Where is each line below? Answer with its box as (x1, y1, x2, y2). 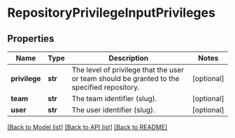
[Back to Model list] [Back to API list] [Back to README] (7, 123, 168, 131)
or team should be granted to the (71, 74, 180, 83)
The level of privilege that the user (71, 65, 184, 75)
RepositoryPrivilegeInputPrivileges (7, 5, 215, 21)
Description (108, 54, 149, 63)
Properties (7, 33, 55, 45)
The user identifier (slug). (71, 105, 155, 114)
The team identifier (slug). (71, 94, 157, 103)
